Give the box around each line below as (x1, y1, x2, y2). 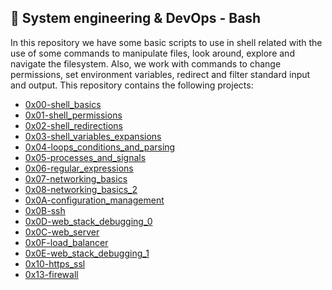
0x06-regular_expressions (24, 162, 134, 174)
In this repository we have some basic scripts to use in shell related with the (10, 36, 323, 48)
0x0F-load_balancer (24, 236, 109, 248)
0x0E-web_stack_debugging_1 (24, 247, 150, 259)
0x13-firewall (24, 268, 79, 280)
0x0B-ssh (24, 204, 66, 216)
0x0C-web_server (24, 226, 100, 238)
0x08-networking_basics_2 (24, 183, 138, 195)
